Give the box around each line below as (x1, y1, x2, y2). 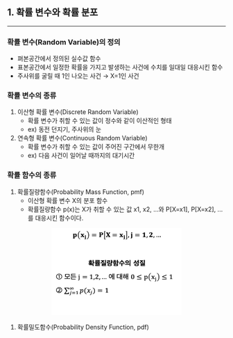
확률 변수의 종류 (7, 91, 57, 101)
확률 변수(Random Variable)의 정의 (7, 37, 121, 47)
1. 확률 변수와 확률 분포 (7, 6, 98, 19)
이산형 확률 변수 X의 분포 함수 (27, 196, 108, 204)
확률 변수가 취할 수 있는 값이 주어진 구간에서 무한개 (27, 143, 165, 151)
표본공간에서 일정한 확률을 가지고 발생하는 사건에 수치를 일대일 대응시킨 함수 (17, 63, 223, 72)
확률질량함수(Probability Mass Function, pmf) (17, 187, 144, 196)
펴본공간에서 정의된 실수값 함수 (17, 54, 101, 63)
